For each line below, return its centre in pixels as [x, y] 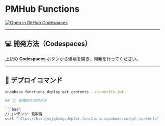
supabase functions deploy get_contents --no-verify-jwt [65, 92]
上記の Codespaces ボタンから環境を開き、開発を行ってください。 [73, 59]
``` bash [13, 110]
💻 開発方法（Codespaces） [48, 44]
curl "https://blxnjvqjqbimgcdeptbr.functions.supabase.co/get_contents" [82, 119]
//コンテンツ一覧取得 [24, 114]
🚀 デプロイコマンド [34, 80]
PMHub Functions [42, 9]
